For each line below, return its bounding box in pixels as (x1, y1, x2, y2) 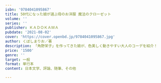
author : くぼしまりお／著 (5, 39, 53, 44)
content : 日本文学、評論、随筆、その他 (5, 66, 76, 71)
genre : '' (5, 52, 26, 58)
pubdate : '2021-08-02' (5, 30, 52, 35)
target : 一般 (5, 57, 30, 62)
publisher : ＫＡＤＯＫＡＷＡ (5, 25, 59, 30)
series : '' (5, 21, 27, 26)
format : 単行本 (5, 62, 34, 66)
